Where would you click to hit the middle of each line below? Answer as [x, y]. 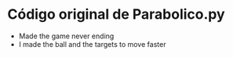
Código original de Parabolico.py [116, 14]
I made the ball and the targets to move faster [92, 44]
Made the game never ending [66, 36]
